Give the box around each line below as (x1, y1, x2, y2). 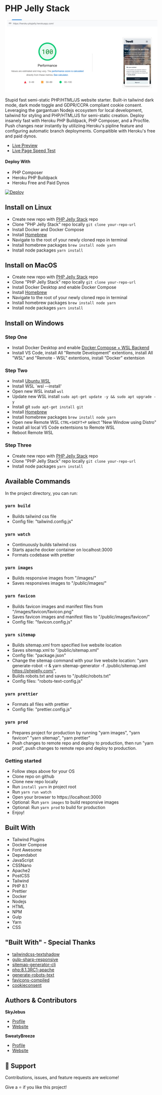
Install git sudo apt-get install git (12, 404, 84, 410)
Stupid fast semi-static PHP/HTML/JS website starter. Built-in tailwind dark (5, 97, 154, 102)
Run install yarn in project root (12, 784, 76, 790)
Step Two (5, 367, 28, 374)
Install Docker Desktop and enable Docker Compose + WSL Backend (12, 345, 150, 351)
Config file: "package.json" (12, 653, 66, 658)
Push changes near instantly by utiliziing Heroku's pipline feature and (5, 122, 143, 129)
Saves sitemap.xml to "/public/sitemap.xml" (12, 647, 99, 653)
